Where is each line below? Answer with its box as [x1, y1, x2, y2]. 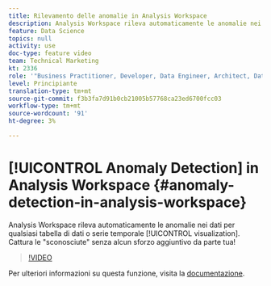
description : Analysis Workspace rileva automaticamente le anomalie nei [8, 19, 262, 27]
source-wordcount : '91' [8, 110, 89, 118]
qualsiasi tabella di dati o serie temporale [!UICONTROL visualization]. [8, 228, 240, 238]
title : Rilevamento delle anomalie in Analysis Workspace [8, 11, 207, 20]
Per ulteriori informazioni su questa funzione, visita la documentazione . [8, 268, 245, 278]
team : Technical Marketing [8, 57, 99, 65]
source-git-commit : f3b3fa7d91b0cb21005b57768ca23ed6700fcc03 [8, 95, 222, 103]
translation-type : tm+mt [8, 86, 92, 95]
